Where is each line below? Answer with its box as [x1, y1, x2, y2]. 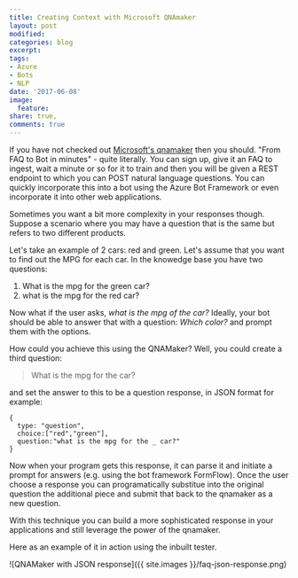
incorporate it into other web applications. [9, 191, 162, 202]
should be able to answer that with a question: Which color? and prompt [9, 316, 272, 327]
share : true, [9, 112, 58, 121]
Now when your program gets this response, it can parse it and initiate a [9, 460, 273, 471]
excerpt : [9, 46, 42, 55]
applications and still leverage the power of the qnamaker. [9, 525, 221, 535]
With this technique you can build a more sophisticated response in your [9, 515, 274, 526]
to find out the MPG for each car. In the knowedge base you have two [9, 254, 263, 264]
